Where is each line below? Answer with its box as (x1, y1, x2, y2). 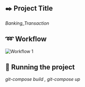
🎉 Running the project (5, 63, 75, 72)
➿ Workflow (5, 35, 47, 43)
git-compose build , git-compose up (5, 76, 80, 82)
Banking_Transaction (5, 20, 50, 26)
